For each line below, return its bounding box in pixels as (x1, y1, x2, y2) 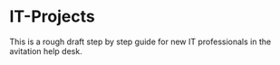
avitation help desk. (9, 45, 83, 56)
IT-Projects (9, 6, 95, 27)
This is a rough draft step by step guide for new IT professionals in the (9, 36, 272, 47)
